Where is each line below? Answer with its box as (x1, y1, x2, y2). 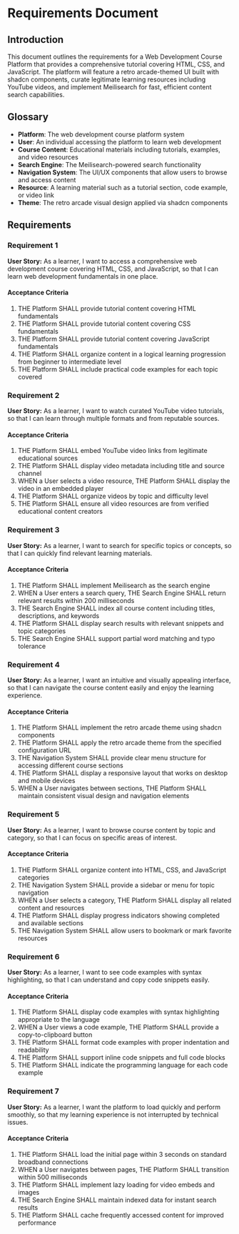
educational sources (17, 454, 78, 462)
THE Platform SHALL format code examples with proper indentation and (17, 1038, 230, 1047)
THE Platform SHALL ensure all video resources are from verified (17, 499, 209, 508)
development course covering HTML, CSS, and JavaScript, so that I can (7, 264, 219, 273)
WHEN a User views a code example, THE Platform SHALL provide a (17, 1023, 219, 1032)
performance (17, 1218, 57, 1227)
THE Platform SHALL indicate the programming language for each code (17, 1061, 228, 1070)
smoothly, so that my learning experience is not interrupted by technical (7, 1110, 219, 1119)
